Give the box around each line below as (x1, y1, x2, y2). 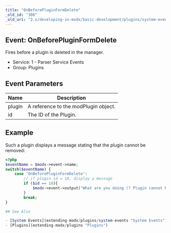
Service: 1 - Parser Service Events (12, 59, 84, 65)
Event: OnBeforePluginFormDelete (5, 36, 117, 44)
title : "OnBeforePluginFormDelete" (5, 7, 81, 13)
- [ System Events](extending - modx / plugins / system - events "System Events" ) (5, 218, 167, 223)
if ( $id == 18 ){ (23, 181, 58, 186)
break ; (23, 195, 38, 200)
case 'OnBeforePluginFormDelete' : (14, 171, 88, 177)
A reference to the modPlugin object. (27, 103, 116, 110)
